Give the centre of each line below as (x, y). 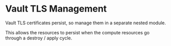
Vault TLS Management (56, 9)
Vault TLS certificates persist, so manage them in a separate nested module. (86, 23)
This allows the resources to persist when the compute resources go (77, 32)
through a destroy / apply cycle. (39, 38)
